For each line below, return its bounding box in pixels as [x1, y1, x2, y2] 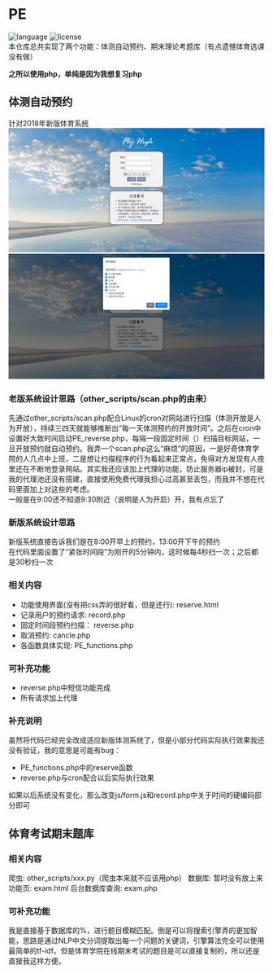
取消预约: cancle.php [19, 630, 91, 640]
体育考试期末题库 [8, 826, 94, 840]
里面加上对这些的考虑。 [15, 484, 94, 493]
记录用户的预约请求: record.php [19, 610, 126, 620]
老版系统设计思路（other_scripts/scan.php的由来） [8, 392, 212, 404]
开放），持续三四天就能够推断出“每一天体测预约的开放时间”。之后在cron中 [15, 423, 262, 432]
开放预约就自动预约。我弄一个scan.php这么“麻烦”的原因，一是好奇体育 [15, 444, 253, 453]
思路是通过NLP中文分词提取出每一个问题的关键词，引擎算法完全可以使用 [22, 936, 265, 945]
